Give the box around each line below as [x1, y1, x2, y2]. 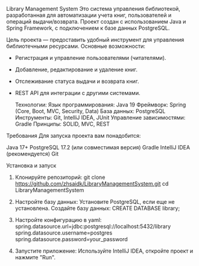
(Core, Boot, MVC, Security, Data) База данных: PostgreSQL [14, 108, 166, 114]
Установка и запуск [6, 162, 57, 169]
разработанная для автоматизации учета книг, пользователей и [6, 11, 172, 19]
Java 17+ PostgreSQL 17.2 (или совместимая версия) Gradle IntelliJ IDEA [6, 144, 191, 151]
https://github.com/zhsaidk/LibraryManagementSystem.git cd [14, 180, 169, 187]
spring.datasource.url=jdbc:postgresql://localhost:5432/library [14, 223, 171, 230]
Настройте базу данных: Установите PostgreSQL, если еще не [14, 198, 175, 205]
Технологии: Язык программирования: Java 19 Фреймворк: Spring [14, 101, 186, 108]
